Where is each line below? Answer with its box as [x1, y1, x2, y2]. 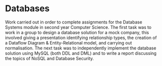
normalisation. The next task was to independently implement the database [5, 45, 157, 51]
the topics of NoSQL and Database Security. [5, 55, 94, 61]
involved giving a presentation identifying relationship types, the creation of [5, 35, 157, 41]
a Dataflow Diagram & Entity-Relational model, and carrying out [5, 40, 132, 45]
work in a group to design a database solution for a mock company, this [5, 29, 149, 35]
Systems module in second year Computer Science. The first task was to [5, 24, 152, 30]
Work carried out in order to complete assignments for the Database [5, 19, 142, 25]
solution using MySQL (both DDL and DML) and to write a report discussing [5, 50, 157, 56]
